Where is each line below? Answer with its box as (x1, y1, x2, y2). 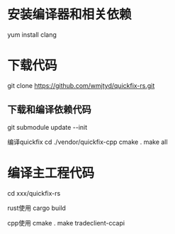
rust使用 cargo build (7, 204, 66, 212)
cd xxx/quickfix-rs (7, 189, 61, 197)
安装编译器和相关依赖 (7, 6, 132, 23)
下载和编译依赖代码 (7, 104, 91, 116)
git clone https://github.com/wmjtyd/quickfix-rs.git (7, 81, 155, 89)
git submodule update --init (7, 123, 88, 131)
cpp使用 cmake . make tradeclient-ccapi (7, 218, 125, 227)
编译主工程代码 (7, 165, 95, 181)
